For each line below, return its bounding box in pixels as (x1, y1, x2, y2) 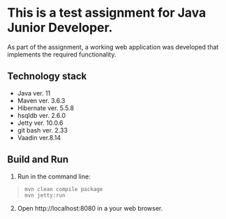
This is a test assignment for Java (7, 5, 206, 21)
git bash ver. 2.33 (17, 126, 68, 134)
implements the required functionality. (7, 50, 116, 59)
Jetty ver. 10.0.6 (17, 119, 63, 127)
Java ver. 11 (17, 89, 51, 97)
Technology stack (7, 70, 87, 82)
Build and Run (7, 153, 68, 165)
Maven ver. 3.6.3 (17, 96, 66, 105)
